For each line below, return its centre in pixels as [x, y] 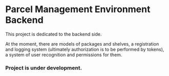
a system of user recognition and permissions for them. [64, 55]
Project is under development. [44, 68]
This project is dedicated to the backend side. [54, 34]
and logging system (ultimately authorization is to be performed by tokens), [85, 49]
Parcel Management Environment [78, 9]
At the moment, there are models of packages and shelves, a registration [82, 44]
